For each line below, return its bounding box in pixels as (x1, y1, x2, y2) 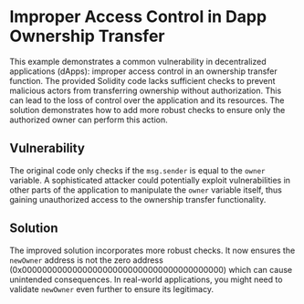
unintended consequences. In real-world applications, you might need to (9, 274, 283, 285)
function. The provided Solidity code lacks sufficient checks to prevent (9, 75, 276, 86)
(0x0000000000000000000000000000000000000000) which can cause (9, 264, 293, 275)
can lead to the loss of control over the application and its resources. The (9, 94, 285, 106)
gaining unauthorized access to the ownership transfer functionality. (9, 194, 267, 204)
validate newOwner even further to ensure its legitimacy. (9, 283, 215, 294)
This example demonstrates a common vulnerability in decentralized (9, 56, 267, 67)
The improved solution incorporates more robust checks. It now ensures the (9, 245, 296, 256)
